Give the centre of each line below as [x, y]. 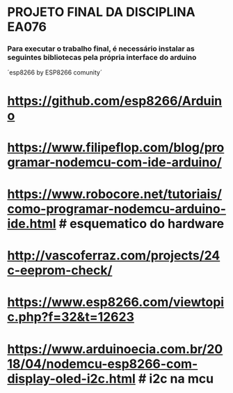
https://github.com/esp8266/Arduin [115, 101]
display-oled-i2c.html [71, 379]
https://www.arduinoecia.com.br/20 [115, 349]
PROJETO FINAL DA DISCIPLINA [102, 12]
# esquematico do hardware [142, 224]
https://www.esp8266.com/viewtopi [116, 302]
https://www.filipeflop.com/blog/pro [116, 147]
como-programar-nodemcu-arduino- [117, 209]
